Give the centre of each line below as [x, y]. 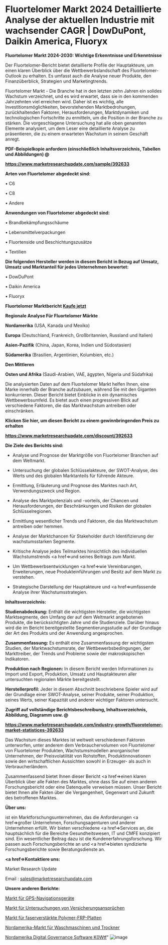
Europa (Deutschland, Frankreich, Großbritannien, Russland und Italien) [79, 335]
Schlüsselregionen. [32, 511]
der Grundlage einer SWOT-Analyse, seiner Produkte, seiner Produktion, [80, 694]
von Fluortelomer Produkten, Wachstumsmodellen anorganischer [72, 750]
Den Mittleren [20, 364]
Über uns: [16, 807]
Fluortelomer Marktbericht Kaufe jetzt [46, 306]
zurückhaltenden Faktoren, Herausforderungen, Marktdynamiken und [77, 112]
